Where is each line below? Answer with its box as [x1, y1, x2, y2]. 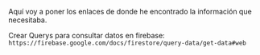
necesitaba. [8, 15, 47, 25]
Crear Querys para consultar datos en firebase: [8, 31, 165, 40]
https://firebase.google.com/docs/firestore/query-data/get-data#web [8, 39, 247, 47]
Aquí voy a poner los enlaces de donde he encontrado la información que [8, 7, 252, 16]
